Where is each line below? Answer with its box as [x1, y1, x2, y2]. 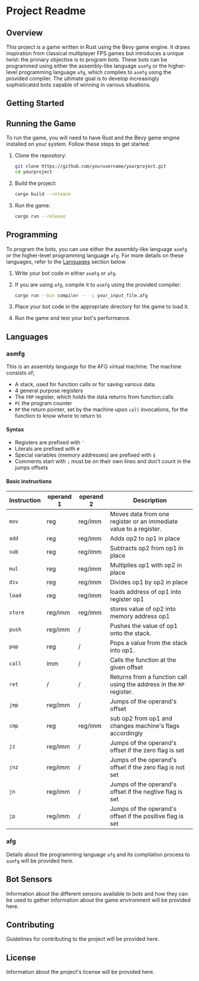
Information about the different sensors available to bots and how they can [6, 890, 188, 897]
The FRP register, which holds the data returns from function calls [14, 393, 174, 400]
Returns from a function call [110, 673, 188, 681]
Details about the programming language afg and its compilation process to [6, 851, 191, 858]
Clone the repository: [14, 152, 67, 159]
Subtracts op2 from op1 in [110, 544, 184, 552]
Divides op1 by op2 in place [110, 578, 188, 586]
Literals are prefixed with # [14, 445, 80, 453]
